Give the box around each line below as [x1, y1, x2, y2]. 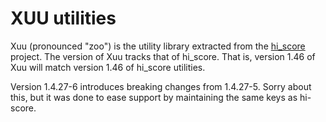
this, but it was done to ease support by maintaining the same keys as [10, 91, 298, 103]
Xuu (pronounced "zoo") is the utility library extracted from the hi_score [10, 40, 306, 52]
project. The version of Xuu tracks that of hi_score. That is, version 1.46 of [10, 50, 316, 62]
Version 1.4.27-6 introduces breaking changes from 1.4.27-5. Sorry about [10, 80, 312, 92]
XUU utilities [10, 7, 117, 30]
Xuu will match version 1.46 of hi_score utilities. [10, 61, 206, 73]
